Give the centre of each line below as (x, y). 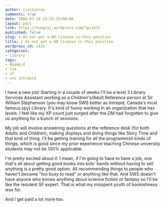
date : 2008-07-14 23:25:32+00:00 (39, 19)
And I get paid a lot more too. (35, 199)
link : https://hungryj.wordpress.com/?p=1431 (52, 28)
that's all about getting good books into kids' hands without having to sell (79, 163)
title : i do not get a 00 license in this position (59, 42)
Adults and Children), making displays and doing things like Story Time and (81, 133)
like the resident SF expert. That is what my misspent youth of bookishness (81, 184)
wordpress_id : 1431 (25, 46)
